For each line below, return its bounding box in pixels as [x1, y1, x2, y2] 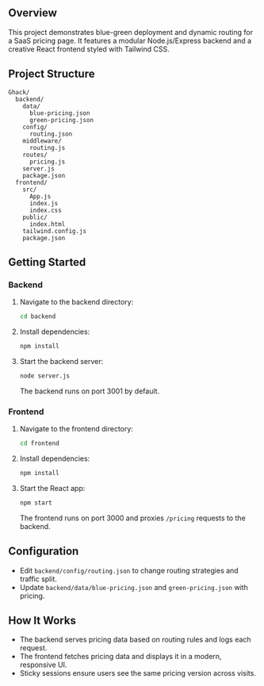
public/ [22, 213, 48, 221]
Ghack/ [8, 88, 30, 96]
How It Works [8, 614, 77, 627]
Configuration [8, 545, 79, 558]
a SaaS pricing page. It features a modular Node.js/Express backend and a [8, 36, 252, 45]
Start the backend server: [19, 357, 104, 366]
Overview [8, 6, 58, 20]
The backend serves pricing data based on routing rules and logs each [19, 634, 251, 645]
